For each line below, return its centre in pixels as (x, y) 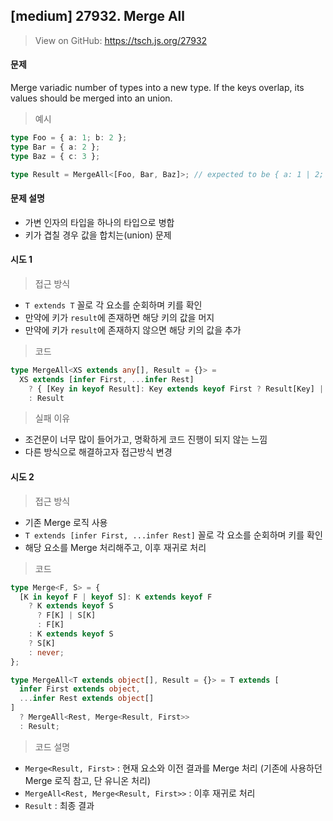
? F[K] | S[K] (66, 615)
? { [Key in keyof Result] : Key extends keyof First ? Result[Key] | (176, 389)
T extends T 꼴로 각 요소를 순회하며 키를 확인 (113, 305)
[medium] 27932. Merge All (97, 16)
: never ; (46, 652)
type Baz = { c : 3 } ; (55, 156)
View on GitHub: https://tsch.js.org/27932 (121, 40)
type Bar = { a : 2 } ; (55, 147)
